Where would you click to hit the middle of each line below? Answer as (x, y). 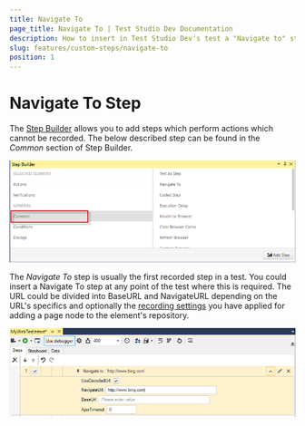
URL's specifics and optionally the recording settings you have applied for (148, 306)
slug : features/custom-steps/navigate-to (89, 48)
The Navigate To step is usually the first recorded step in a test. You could (148, 277)
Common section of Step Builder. (71, 148)
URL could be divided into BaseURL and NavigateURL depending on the (143, 296)
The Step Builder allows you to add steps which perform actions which (142, 129)
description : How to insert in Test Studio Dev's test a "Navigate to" (148, 38)
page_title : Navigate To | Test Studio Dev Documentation (121, 29)
